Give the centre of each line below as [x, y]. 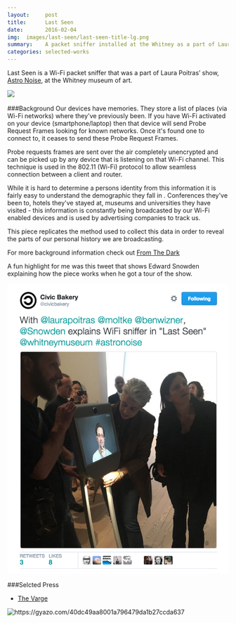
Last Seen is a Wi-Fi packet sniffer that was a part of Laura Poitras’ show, [113, 73]
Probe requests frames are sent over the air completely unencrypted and [113, 152]
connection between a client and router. [65, 174]
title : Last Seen [40, 22]
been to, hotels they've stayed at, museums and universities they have [109, 203]
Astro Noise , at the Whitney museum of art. [70, 80]
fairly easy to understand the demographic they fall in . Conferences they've [118, 195]
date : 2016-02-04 [42, 30]
